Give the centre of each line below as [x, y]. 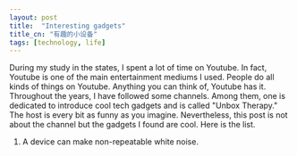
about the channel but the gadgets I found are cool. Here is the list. [132, 125]
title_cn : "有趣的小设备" [54, 34]
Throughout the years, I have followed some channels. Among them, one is [148, 96]
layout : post [34, 17]
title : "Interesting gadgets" [68, 26]
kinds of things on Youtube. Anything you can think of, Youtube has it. [138, 86]
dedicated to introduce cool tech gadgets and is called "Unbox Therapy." [144, 106]
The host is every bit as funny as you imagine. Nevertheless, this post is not [148, 115]
